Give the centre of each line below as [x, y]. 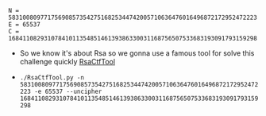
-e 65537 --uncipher [68, 91]
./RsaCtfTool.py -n [52, 78]
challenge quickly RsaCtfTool [67, 62]
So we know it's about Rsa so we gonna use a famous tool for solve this [137, 53]
